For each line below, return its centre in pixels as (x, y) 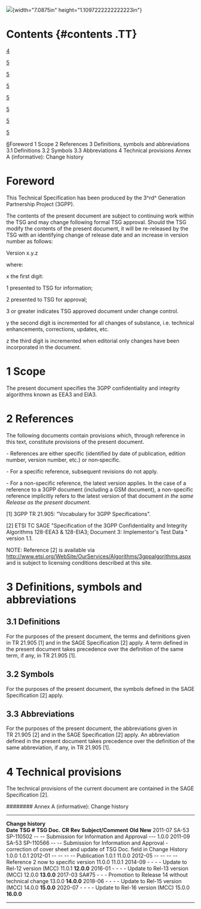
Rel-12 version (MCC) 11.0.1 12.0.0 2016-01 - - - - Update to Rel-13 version (97, 869)
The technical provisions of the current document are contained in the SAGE (100, 789)
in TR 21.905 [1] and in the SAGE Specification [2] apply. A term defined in (97, 642)
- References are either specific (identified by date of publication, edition (96, 453)
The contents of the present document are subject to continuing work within (100, 216)
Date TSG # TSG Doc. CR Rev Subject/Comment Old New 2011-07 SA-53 (98, 830)
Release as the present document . (48, 502)
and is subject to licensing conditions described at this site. (79, 562)
